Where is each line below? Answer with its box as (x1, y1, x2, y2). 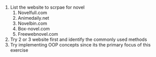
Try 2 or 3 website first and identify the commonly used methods (10, 36, 147, 42)
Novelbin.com (17, 20, 48, 26)
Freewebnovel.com (17, 31, 58, 37)
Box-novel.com (17, 26, 50, 32)
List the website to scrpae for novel (10, 5, 85, 10)
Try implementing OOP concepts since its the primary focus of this (10, 42, 151, 47)
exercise (10, 47, 29, 53)
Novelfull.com (17, 10, 48, 16)
